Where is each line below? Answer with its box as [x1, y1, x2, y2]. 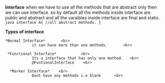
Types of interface [5, 29, 44, 34]
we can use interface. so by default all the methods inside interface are [5, 9, 151, 15]
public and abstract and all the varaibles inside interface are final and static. [5, 15, 161, 20]
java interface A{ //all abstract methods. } [5, 20, 101, 25]
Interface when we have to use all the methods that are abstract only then [5, 4, 158, 10]
